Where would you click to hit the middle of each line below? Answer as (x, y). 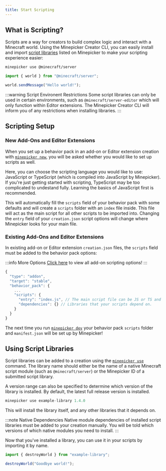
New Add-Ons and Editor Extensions (50, 140)
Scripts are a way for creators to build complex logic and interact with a (78, 42)
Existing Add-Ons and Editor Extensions (55, 237)
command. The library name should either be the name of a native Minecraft (83, 366)
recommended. (21, 193)
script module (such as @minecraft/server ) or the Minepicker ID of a (75, 371)
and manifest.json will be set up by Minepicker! (54, 333)
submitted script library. (30, 377)
